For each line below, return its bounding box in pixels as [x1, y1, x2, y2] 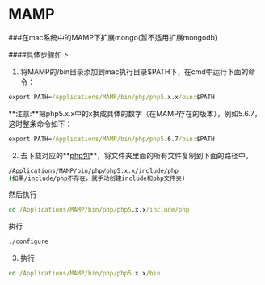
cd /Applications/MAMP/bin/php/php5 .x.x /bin [8, 270, 161, 278]
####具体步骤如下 [8, 49, 69, 59]
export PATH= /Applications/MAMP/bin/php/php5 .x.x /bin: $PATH [8, 93, 216, 101]
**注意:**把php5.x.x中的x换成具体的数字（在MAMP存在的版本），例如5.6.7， [8, 108, 262, 118]
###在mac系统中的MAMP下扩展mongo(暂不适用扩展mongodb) [8, 32, 218, 42]
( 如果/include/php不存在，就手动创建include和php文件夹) [8, 174, 186, 182]
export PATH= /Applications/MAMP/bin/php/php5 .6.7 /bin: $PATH [8, 135, 216, 143]
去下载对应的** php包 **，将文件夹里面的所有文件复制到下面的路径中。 [19, 150, 253, 160]
